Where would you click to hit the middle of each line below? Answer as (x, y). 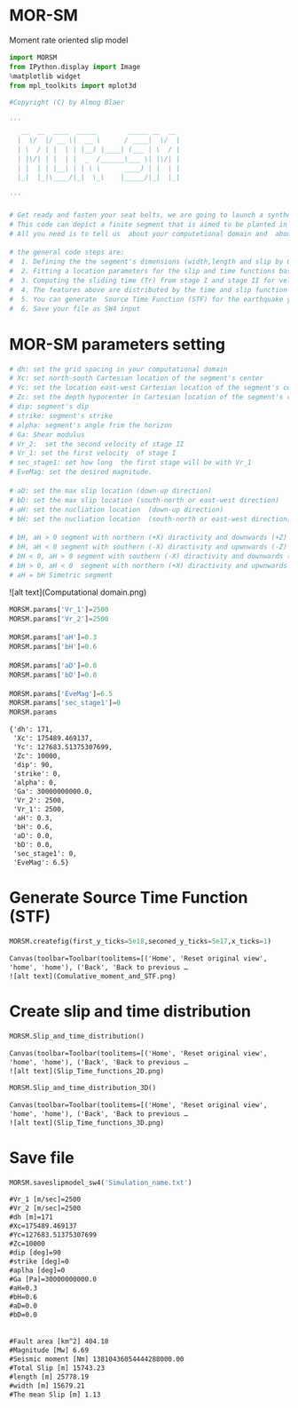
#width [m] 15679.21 (47, 1386)
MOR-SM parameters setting (118, 344)
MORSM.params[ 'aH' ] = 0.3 (53, 637)
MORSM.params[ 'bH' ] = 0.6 (53, 647)
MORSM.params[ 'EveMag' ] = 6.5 (61, 693)
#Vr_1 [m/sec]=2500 (45, 1199)
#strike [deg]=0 (39, 1262)
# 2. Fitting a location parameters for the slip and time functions (142, 272)
